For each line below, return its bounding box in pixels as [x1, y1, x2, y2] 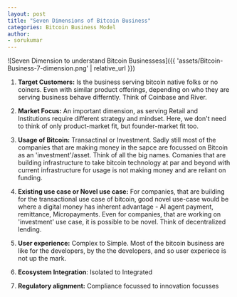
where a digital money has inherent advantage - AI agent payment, [17, 202, 214, 211]
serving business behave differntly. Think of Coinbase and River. [17, 93, 208, 102]
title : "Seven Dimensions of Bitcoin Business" [7, 17, 152, 24]
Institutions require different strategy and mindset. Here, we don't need [17, 115, 226, 123]
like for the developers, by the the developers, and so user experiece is [17, 246, 226, 255]
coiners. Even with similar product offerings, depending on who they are [17, 85, 230, 94]
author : [7, 30, 31, 38]
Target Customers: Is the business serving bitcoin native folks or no [17, 78, 218, 86]
